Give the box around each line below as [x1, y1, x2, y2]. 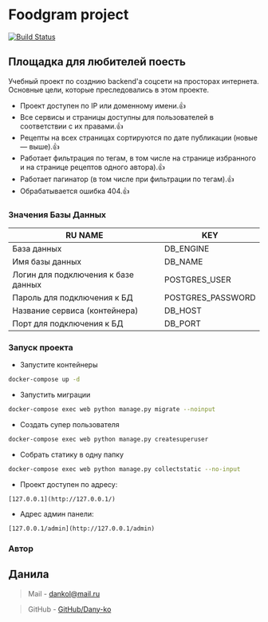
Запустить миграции [19, 390, 91, 400]
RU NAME [65, 230, 104, 241]
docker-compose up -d [8, 375, 81, 384]
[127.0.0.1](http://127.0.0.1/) [8, 495, 116, 503]
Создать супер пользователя [19, 420, 120, 430]
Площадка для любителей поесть [8, 55, 186, 69]
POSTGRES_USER [164, 274, 231, 285]
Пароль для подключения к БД [12, 292, 133, 303]
